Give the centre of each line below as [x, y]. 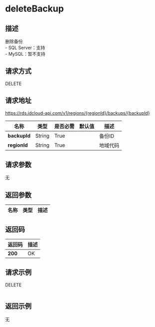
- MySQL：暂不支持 [25, 54]
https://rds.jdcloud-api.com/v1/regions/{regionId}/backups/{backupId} [78, 113]
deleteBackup [34, 9]
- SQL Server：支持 [25, 48]
